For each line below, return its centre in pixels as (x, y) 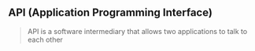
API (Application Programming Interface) (110, 13)
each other (45, 39)
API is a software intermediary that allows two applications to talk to (137, 31)
